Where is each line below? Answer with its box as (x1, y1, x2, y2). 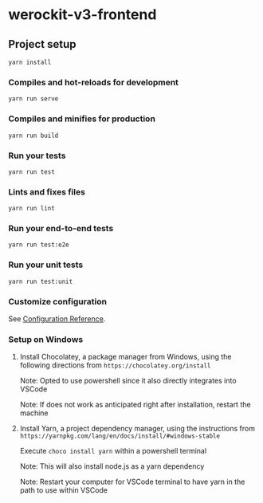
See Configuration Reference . (8, 314, 106, 324)
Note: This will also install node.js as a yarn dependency (19, 462, 205, 471)
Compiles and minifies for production (8, 113, 155, 124)
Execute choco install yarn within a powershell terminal (19, 446, 207, 456)
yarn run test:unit (8, 277, 73, 285)
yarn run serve (8, 95, 59, 103)
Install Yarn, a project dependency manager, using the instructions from (19, 424, 255, 434)
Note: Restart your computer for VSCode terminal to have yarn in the (19, 477, 245, 487)
